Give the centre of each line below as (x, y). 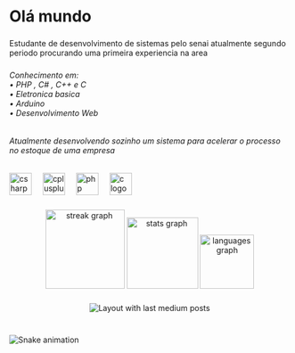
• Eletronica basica (45, 94)
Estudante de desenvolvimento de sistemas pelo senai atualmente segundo (148, 44)
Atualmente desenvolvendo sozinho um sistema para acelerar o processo (145, 141)
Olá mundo (50, 16)
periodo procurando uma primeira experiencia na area (108, 53)
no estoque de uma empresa (62, 150)
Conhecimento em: (44, 75)
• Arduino (27, 103)
